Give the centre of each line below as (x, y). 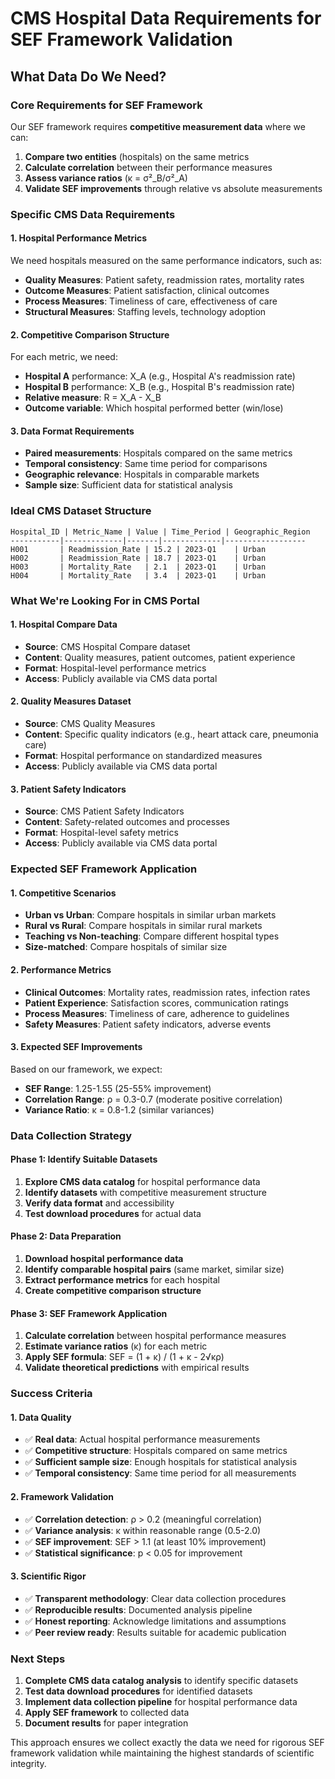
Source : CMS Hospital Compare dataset (107, 646)
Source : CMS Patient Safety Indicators (104, 811)
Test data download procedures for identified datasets (138, 1691)
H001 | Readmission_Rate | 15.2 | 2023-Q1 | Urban (138, 549)
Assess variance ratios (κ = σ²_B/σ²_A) (106, 178)
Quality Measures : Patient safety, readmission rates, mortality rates (164, 280)
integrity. (28, 1764)
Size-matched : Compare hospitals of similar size (126, 947)
